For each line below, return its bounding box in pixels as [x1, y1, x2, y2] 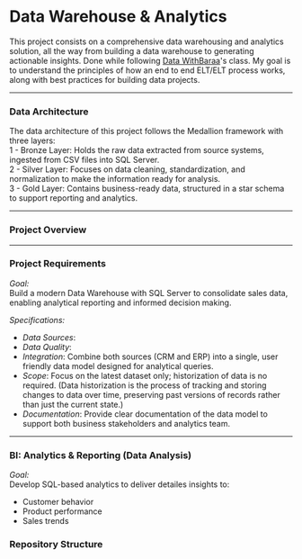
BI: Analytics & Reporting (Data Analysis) [9, 448, 191, 461]
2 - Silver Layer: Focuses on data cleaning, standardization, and [9, 164, 245, 175]
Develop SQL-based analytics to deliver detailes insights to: [9, 479, 230, 490]
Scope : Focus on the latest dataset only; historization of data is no [22, 370, 268, 381]
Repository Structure [9, 538, 103, 551]
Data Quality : [22, 341, 72, 352]
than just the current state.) [22, 399, 124, 410]
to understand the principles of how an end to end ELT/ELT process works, [9, 65, 286, 76]
